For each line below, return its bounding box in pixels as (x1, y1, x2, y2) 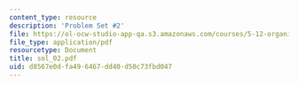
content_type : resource (9, 12, 98, 22)
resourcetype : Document (9, 46, 98, 55)
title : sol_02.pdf (9, 54, 77, 63)
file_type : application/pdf (9, 37, 114, 47)
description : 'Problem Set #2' (9, 21, 125, 30)
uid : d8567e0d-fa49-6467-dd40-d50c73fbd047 (9, 63, 173, 72)
